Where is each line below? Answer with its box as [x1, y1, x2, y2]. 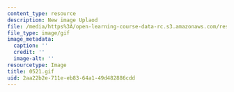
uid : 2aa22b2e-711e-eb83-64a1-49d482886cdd [7, 74, 136, 82]
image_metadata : [7, 36, 54, 43]
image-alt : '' [13, 55, 54, 62]
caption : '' [13, 42, 49, 49]
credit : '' [13, 49, 45, 56]
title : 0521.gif [7, 68, 54, 75]
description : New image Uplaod [7, 17, 98, 24]
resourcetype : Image [7, 62, 68, 68]
